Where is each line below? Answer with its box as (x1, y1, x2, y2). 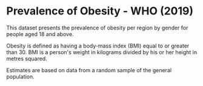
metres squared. (6, 55, 47, 62)
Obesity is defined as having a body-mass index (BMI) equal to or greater (6, 42, 190, 49)
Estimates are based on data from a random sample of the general (6, 66, 171, 73)
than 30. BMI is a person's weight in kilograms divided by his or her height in (6, 48, 198, 55)
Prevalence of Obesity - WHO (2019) (6, 4, 194, 18)
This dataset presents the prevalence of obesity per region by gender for (6, 24, 188, 31)
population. (6, 73, 35, 80)
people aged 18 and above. (6, 30, 74, 37)
